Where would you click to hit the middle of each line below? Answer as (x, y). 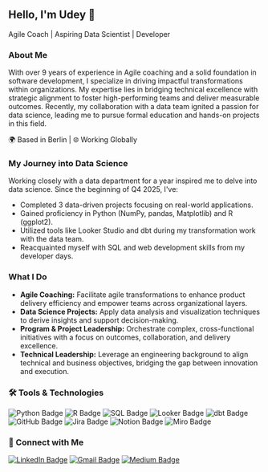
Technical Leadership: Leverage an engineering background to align (134, 354)
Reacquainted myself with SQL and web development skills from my (132, 248)
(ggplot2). (37, 222)
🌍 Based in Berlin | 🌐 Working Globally (73, 140)
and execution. (45, 371)
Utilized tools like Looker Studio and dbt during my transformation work (138, 230)
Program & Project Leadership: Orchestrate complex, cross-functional (137, 328)
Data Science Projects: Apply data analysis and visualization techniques (140, 311)
